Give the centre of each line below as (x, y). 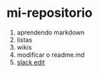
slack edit (31, 62)
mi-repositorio (49, 13)
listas (24, 39)
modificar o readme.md (51, 55)
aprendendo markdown (51, 32)
